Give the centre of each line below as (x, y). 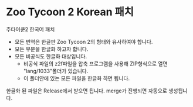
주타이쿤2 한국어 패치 (31, 29)
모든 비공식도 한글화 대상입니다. (50, 56)
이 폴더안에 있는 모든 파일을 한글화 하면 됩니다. (77, 78)
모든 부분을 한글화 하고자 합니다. (51, 49)
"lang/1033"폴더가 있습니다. (56, 71)
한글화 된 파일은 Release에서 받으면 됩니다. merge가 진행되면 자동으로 (87, 91)
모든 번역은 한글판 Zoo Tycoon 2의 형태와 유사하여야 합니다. (84, 42)
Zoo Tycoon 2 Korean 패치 (70, 12)
